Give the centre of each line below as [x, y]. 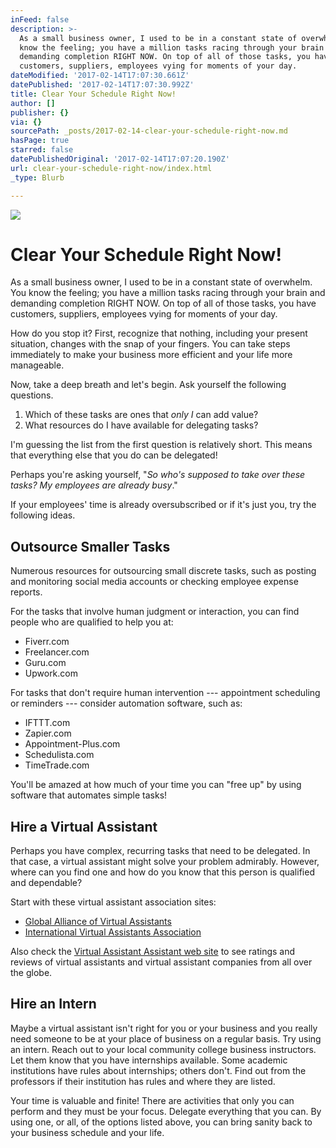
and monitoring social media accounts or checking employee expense [154, 582]
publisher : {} [40, 112]
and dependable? [46, 883]
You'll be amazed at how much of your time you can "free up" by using [156, 785]
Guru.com [45, 663]
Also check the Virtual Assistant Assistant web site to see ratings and [153, 952]
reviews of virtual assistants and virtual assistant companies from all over [161, 962]
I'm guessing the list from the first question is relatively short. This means [161, 445]
